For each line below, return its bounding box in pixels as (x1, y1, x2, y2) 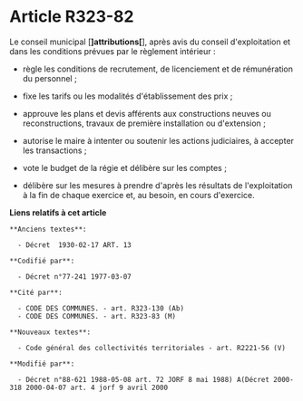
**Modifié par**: (9, 359, 75, 368)
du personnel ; (22, 72, 77, 83)
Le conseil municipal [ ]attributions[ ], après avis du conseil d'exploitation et (9, 36, 291, 47)
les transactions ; (22, 145, 88, 156)
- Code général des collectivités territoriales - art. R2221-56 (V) (17, 343, 286, 352)
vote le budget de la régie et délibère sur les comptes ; (22, 162, 227, 173)
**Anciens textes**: (9, 224, 88, 234)
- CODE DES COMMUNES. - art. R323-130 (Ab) (17, 303, 184, 313)
